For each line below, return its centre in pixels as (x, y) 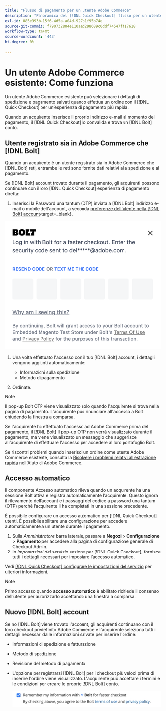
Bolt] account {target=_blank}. (42, 214)
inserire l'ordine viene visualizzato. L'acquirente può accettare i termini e (86, 678)
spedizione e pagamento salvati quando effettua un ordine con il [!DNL (77, 102)
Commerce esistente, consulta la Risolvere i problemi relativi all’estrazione (81, 458)
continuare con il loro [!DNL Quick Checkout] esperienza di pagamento (77, 188)
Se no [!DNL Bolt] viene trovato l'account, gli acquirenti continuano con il (79, 624)
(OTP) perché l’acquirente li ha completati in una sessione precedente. (77, 506)
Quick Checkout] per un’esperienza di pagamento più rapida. (67, 107)
